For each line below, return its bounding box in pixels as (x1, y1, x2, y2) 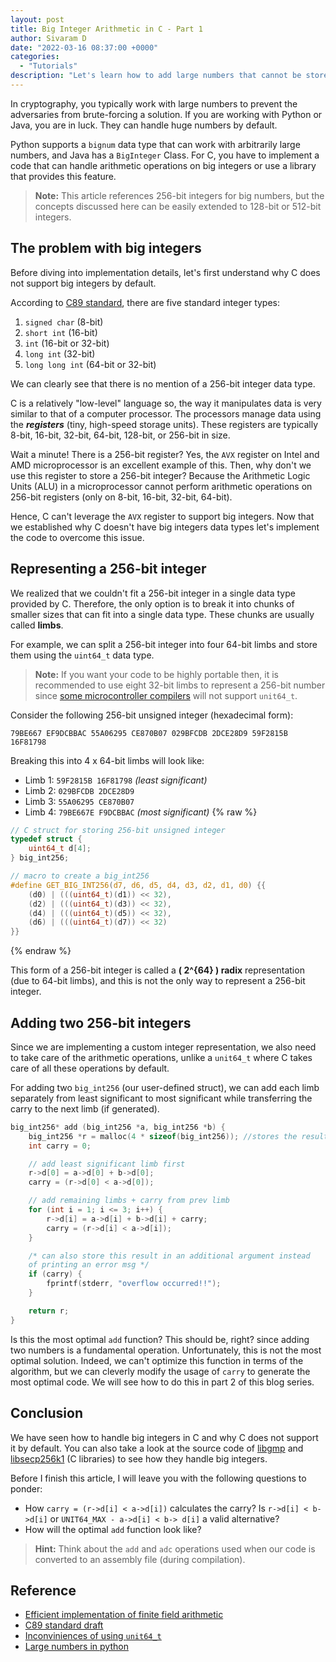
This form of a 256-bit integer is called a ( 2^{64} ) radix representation (10, 964, 305, 976)
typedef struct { (10, 834, 83, 845)
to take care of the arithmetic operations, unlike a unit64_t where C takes (10, 1051, 313, 1063)
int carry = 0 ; (28, 1141, 92, 1151)
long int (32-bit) (24, 347, 96, 360)
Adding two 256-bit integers (10, 1014, 192, 1031)
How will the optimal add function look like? (24, 1523, 202, 1535)
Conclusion (10, 1405, 84, 1422)
